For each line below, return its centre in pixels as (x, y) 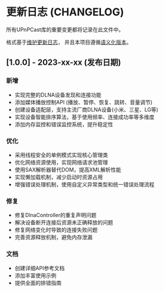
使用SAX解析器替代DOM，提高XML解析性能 (68, 169)
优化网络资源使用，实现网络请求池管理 (61, 162)
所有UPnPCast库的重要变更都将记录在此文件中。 (65, 29)
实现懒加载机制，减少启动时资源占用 (59, 177)
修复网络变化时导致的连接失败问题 (56, 230)
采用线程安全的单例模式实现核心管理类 (61, 155)
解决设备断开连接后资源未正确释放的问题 (64, 222)
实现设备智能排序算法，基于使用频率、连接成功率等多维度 (84, 117)
